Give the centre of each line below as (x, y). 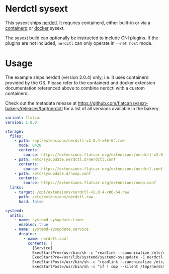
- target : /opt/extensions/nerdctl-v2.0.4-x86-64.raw (72, 192)
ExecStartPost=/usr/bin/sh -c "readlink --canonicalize (92, 262)
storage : (14, 131)
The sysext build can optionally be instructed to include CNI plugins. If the (82, 38)
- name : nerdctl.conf (46, 239)
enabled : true (33, 225)
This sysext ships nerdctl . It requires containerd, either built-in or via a (78, 23)
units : (17, 215)
